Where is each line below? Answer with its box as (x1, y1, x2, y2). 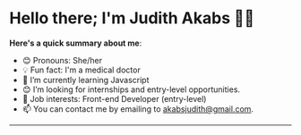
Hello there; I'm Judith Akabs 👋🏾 (9, 8, 255, 29)
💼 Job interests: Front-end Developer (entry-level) (21, 93, 207, 104)
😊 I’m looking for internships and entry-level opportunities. (21, 84, 240, 95)
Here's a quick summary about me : (9, 38, 142, 48)
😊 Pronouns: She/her (21, 55, 103, 65)
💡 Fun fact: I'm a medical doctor (21, 64, 141, 75)
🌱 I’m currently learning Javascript (21, 74, 150, 85)
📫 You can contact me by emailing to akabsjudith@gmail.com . (21, 103, 254, 114)
